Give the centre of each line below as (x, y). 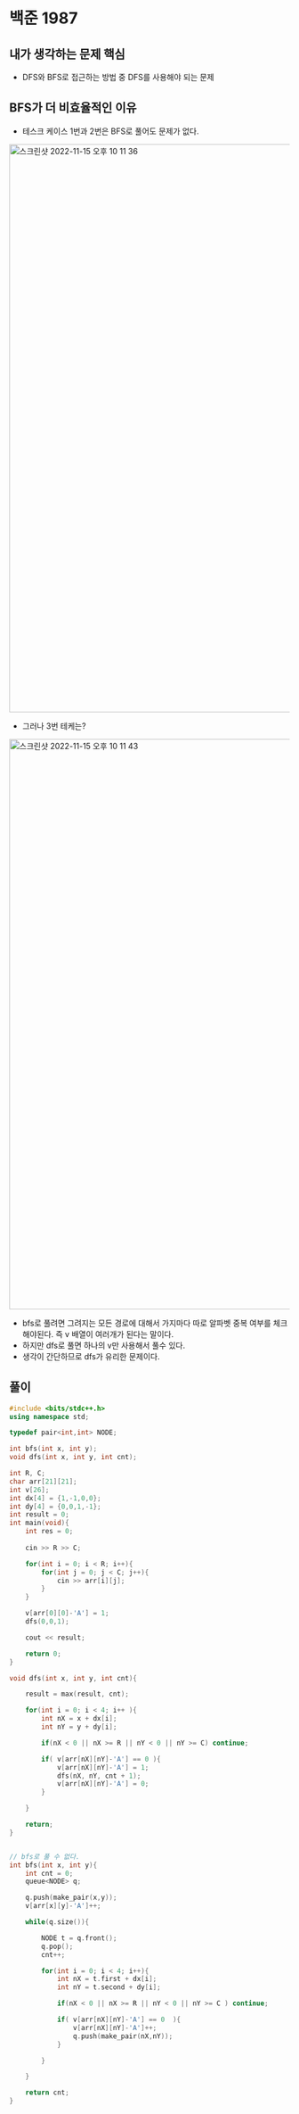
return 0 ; (44, 1654)
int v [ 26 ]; (29, 1490)
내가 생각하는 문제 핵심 (68, 54)
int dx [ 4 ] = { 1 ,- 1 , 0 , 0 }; (55, 1498)
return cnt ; (47, 2093)
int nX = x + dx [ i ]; (79, 1719)
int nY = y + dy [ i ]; (79, 1727)
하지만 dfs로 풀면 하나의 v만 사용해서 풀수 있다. (103, 1345)
